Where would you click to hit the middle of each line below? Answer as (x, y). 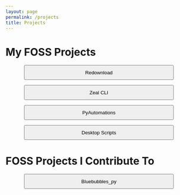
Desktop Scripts (99, 132)
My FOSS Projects (51, 52)
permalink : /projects (32, 17)
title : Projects (25, 23)
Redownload (99, 73)
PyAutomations (99, 112)
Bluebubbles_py (99, 181)
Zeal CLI (99, 92)
